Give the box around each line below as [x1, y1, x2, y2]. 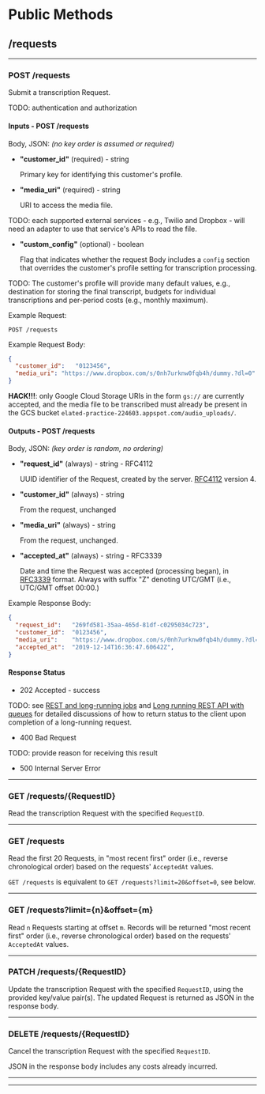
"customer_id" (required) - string [19, 154, 129, 164]
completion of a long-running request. [8, 717, 132, 727]
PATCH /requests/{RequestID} [8, 967, 127, 978]
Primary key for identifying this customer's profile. [19, 169, 183, 179]
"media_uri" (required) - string [19, 184, 121, 195]
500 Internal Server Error [19, 763, 101, 773]
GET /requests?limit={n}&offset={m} [8, 904, 154, 915]
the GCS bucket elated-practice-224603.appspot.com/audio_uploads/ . [8, 408, 237, 417]
